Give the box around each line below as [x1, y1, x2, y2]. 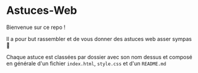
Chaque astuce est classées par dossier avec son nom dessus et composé [6, 53, 193, 60]
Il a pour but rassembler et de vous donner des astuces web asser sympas [6, 35, 192, 42]
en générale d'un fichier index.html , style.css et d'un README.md [6, 60, 167, 67]
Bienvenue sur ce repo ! [6, 24, 66, 31]
